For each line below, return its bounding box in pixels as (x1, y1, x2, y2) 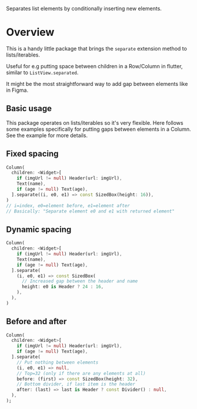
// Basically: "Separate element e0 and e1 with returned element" (6, 208, 175, 214)
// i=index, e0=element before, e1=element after (6, 202, 131, 208)
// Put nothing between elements (16, 359, 99, 365)
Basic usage (6, 104, 52, 114)
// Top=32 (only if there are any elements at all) (16, 370, 146, 376)
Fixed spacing (6, 149, 59, 159)
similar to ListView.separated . (6, 69, 79, 76)
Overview (6, 26, 55, 39)
